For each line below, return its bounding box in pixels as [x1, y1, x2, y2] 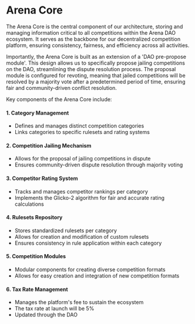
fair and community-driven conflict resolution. [6, 84, 117, 91]
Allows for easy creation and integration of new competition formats [14, 272, 180, 279]
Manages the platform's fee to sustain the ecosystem [14, 299, 144, 306]
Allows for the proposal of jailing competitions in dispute [14, 155, 151, 162]
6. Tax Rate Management [6, 286, 69, 293]
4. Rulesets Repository [6, 214, 63, 221]
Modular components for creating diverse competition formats [14, 266, 166, 273]
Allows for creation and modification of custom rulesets [14, 233, 149, 240]
